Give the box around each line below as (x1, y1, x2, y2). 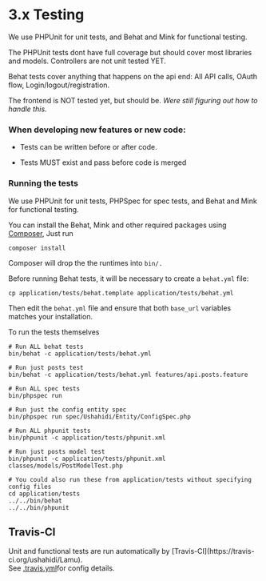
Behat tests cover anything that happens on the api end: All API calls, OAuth (8, 71, 258, 81)
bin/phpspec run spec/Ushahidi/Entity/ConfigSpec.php (8, 412, 192, 421)
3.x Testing (8, 6, 85, 24)
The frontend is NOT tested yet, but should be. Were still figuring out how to (8, 95, 258, 105)
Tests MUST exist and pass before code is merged (19, 158, 187, 167)
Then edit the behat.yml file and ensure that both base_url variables (8, 303, 232, 313)
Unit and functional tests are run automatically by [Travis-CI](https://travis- (8, 547, 255, 556)
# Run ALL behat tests (8, 343, 84, 351)
